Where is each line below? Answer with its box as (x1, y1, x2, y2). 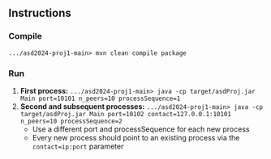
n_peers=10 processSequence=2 (19, 117, 123, 125)
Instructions (8, 6, 71, 20)
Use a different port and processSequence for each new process (32, 124, 250, 134)
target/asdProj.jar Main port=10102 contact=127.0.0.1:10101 (19, 110, 232, 118)
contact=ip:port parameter (32, 141, 124, 151)
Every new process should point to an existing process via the (32, 132, 240, 142)
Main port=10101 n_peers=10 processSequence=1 (19, 94, 181, 103)
